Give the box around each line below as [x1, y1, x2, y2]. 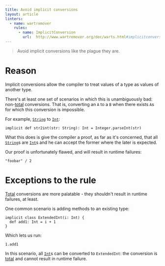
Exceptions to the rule [5, 175, 97, 186]
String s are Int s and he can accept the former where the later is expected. [5, 139, 157, 145]
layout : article [5, 12, 38, 17]
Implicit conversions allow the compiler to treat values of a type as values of [5, 81, 159, 87]
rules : [14, 26, 27, 30]
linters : [5, 16, 23, 21]
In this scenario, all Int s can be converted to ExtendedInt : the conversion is [5, 250, 158, 256]
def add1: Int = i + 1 [9, 219, 56, 224]
